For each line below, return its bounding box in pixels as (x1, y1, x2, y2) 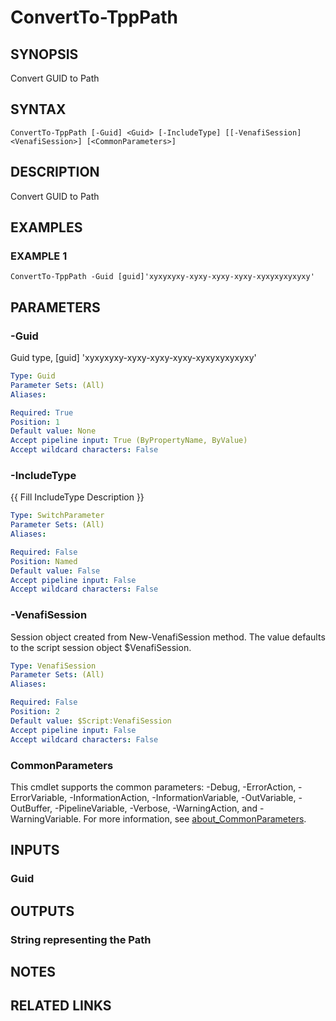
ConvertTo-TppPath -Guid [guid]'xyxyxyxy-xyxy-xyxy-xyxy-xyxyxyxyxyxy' (10, 272, 315, 282)
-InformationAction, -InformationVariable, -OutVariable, (69, 791, 297, 803)
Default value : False (10, 566, 101, 576)
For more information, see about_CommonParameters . (83, 812, 307, 825)
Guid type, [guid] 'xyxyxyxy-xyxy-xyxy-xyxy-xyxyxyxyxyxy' (10, 352, 257, 363)
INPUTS (10, 842, 60, 859)
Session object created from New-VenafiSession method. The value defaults (10, 631, 326, 643)
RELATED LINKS (10, 997, 112, 1015)
